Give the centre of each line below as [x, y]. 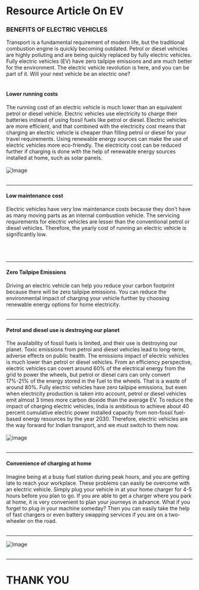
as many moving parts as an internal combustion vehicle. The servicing [93, 215]
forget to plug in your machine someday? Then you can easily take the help [98, 508]
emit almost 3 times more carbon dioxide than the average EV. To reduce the [99, 400]
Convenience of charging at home [49, 463]
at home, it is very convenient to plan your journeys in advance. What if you [98, 502]
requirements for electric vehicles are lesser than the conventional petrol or [98, 222]
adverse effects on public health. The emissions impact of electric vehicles [98, 356]
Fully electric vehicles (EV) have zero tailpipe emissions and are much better [99, 61]
